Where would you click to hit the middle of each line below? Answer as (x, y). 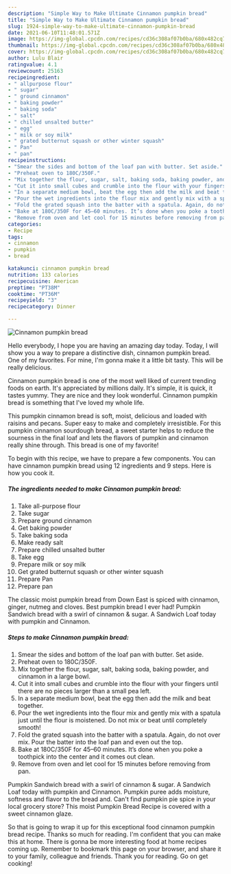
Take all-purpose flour (49, 506)
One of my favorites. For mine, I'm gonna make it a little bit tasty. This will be (115, 360)
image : (17, 39)
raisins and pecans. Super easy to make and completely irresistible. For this (114, 423)
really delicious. (30, 367)
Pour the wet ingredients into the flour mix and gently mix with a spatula (119, 713)
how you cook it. (31, 473)
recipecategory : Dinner (42, 307)
